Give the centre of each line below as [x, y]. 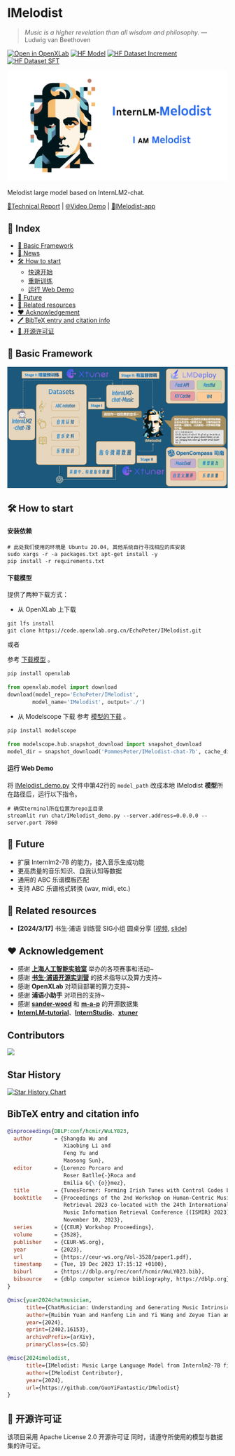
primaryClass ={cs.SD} [57, 1345]
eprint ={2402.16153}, [57, 1330]
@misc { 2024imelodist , [39, 1358]
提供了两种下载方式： [38, 595]
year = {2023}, [48, 1250]
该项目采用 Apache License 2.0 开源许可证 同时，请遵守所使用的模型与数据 [115, 1437]
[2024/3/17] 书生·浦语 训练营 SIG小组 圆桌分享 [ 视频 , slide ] [102, 929]
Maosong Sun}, [84, 1161]
